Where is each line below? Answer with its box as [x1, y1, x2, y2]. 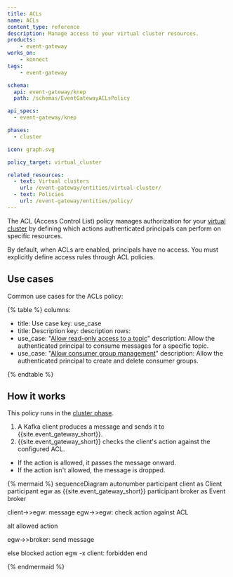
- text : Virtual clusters [13, 178, 90, 185]
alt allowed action [7, 521, 58, 531]
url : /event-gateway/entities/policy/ [20, 197, 133, 205]
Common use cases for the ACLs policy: [7, 292, 124, 300]
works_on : [7, 50, 36, 57]
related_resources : [7, 171, 65, 179]
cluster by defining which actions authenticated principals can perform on [7, 224, 221, 233]
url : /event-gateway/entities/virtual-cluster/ [20, 184, 161, 192]
